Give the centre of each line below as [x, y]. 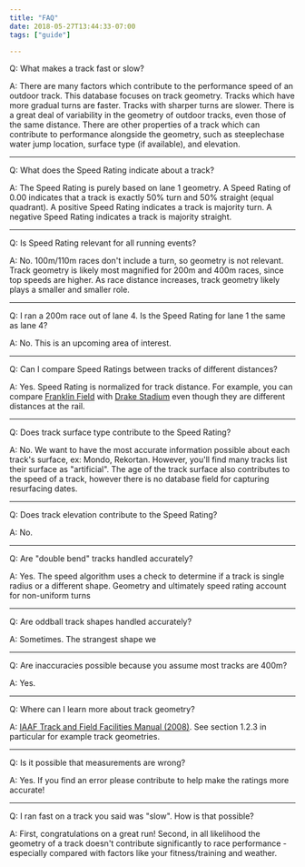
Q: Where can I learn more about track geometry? [102, 710]
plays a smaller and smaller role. [69, 290]
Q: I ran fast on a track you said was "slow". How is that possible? [132, 816]
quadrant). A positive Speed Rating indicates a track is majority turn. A [141, 207]
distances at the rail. [47, 407]
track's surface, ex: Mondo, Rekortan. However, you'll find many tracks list [148, 459]
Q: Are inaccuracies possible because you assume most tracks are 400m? [148, 666]
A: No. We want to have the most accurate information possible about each [150, 450]
